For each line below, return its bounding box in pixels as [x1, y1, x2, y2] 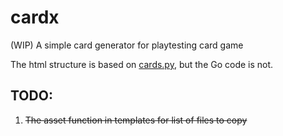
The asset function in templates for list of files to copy [24, 114, 248, 126]
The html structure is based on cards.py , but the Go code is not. [10, 58, 274, 70]
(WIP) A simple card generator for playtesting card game [10, 39, 244, 51]
